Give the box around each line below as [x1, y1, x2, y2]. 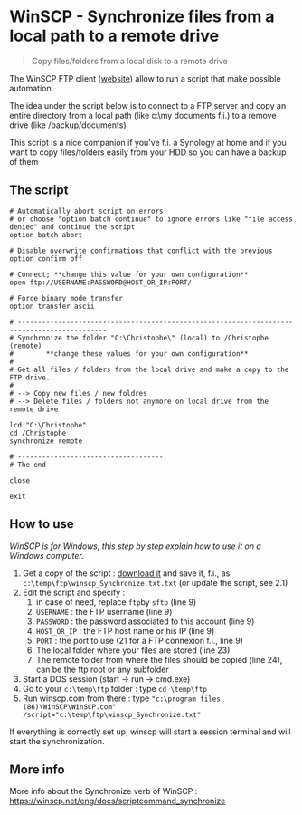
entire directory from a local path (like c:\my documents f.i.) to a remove [9, 110, 277, 120]
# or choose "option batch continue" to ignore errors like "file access [9, 215, 294, 224]
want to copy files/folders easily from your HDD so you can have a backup [9, 147, 287, 158]
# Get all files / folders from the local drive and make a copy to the [9, 365, 289, 374]
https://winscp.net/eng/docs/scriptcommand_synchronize [9, 795, 226, 807]
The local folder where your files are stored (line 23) [35, 645, 231, 656]
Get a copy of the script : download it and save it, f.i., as [22, 568, 231, 579]
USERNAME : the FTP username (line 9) [35, 606, 173, 617]
